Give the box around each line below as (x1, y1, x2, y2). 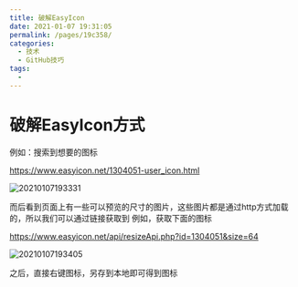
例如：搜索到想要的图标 (9, 147, 98, 158)
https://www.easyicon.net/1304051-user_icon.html (9, 165, 200, 176)
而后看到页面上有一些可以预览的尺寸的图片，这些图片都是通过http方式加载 (9, 201, 290, 212)
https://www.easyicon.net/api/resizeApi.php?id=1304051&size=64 (9, 231, 259, 241)
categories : (9, 38, 55, 48)
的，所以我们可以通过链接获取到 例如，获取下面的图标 (9, 212, 212, 223)
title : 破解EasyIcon (9, 13, 85, 23)
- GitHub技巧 (17, 56, 65, 65)
